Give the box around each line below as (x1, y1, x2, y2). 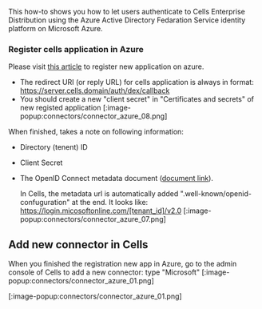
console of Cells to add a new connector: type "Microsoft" (8, 267, 200, 277)
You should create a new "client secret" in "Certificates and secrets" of (19, 94, 254, 104)
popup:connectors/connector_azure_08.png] (19, 111, 168, 121)
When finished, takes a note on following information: (8, 127, 184, 137)
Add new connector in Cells (8, 238, 149, 251)
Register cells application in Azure (8, 43, 144, 54)
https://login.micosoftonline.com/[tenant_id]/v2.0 (19, 206, 182, 215)
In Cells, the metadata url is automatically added (19, 189, 179, 199)
